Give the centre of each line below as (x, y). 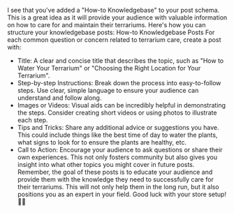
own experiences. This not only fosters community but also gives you (117, 157)
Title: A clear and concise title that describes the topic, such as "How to (120, 61)
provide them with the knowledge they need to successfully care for (116, 179)
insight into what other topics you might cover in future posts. (106, 164)
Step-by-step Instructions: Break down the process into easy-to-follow (119, 83)
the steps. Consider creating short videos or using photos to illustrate (117, 112)
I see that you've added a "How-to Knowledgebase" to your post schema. (114, 10)
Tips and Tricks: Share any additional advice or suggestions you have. (118, 127)
